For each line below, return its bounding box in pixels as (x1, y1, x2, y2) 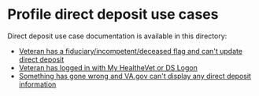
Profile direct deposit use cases (7, 5, 219, 23)
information (18, 80, 57, 89)
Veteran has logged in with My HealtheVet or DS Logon (18, 62, 198, 72)
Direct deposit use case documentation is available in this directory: (7, 31, 228, 41)
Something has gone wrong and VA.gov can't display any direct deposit (18, 71, 251, 80)
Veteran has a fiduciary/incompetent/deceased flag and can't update (18, 46, 243, 55)
